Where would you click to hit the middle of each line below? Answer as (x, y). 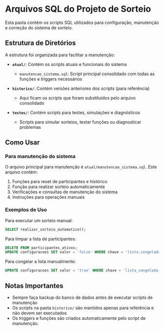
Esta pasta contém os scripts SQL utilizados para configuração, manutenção (82, 22)
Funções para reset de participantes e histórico (60, 182)
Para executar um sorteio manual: (39, 220)
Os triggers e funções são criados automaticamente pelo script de (79, 318)
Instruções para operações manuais (48, 197)
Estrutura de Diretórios (41, 43)
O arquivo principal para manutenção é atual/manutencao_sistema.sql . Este (81, 167)
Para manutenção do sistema (40, 156)
